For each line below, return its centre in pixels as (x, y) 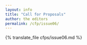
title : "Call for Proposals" (35, 14)
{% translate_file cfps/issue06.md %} (44, 38)
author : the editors (27, 19)
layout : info (19, 10)
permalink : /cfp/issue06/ (32, 23)
